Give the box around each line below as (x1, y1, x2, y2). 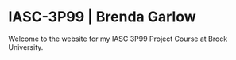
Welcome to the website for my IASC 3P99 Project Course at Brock (8, 34, 228, 43)
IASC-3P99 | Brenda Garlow (8, 8, 196, 26)
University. (8, 42, 44, 51)
